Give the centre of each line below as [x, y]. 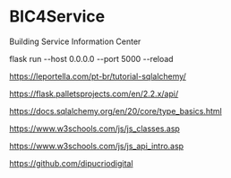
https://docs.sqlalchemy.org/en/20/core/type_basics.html [115, 111]
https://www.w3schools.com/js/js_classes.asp [95, 129]
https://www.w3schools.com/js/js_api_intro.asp [97, 146]
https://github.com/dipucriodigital [71, 163]
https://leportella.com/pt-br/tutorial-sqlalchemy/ [98, 76]
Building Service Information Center [75, 41]
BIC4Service [57, 17]
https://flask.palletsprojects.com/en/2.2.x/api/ [94, 93]
